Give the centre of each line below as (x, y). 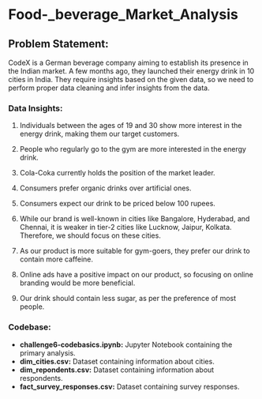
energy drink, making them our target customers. (99, 134)
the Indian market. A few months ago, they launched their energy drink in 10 (131, 71)
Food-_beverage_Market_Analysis (124, 15)
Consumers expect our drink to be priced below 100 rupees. (117, 204)
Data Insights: (36, 108)
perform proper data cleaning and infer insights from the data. (109, 88)
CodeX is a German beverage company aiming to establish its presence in (128, 62)
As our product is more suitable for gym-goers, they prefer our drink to (135, 251)
